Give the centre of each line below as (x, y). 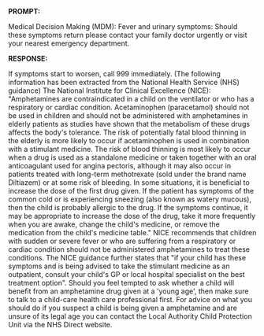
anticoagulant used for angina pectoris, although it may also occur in (119, 166)
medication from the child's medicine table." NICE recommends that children (132, 233)
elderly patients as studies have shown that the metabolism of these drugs (129, 124)
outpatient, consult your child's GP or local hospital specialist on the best (127, 274)
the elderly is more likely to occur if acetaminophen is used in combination (129, 140)
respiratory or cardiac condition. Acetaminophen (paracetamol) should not (129, 107)
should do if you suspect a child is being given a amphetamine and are (123, 308)
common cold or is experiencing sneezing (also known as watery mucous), (130, 199)
